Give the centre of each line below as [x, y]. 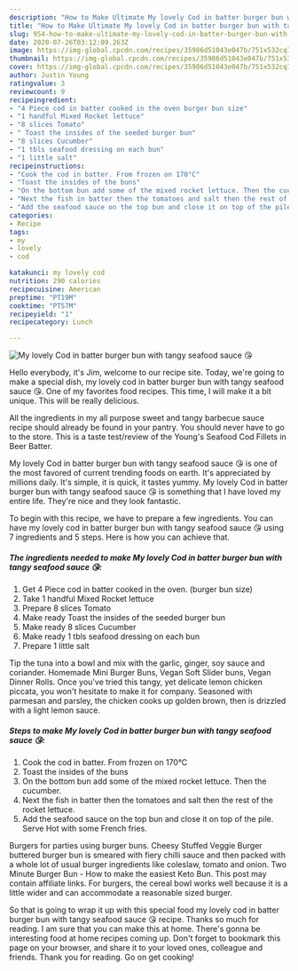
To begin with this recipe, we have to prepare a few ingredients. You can [141, 518]
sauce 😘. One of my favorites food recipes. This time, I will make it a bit [141, 391]
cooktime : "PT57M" [43, 306]
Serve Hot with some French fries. [85, 829]
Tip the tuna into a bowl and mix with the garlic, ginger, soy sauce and [137, 663]
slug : [19, 34]
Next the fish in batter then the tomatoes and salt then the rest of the [147, 801]
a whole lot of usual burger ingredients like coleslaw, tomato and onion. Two [148, 864]
